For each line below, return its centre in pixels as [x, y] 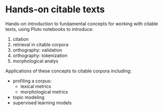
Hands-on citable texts [55, 10]
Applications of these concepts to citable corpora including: [68, 71]
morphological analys [35, 61]
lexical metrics [36, 86]
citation [21, 39]
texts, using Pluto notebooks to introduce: [49, 29]
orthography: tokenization [40, 55]
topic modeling [28, 97]
